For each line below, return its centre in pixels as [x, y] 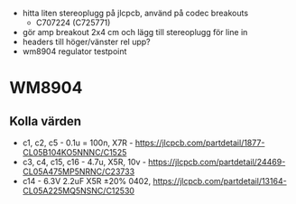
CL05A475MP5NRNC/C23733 [79, 172]
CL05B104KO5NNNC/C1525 [74, 152]
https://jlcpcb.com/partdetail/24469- [217, 162]
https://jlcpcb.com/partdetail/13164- [220, 181]
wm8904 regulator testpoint [74, 51]
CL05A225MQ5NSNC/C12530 [79, 190]
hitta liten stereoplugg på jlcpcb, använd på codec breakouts [135, 13]
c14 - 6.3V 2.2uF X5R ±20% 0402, [87, 181]
